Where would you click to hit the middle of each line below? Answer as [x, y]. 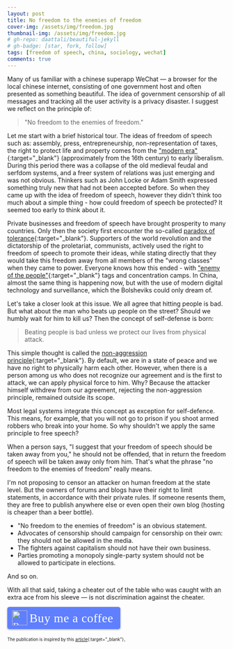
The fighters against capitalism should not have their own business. [114, 548]
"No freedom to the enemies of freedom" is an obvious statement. [112, 525]
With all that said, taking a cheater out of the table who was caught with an [114, 590]
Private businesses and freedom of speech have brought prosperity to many [116, 223]
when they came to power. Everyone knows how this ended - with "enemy [114, 268]
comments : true [29, 59]
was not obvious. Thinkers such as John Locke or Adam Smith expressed [112, 180]
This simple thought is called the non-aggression [77, 352]
